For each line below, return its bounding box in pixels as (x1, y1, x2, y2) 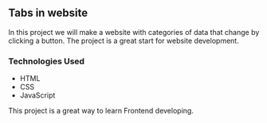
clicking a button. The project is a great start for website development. (8, 36, 239, 45)
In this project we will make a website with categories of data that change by (8, 27, 260, 37)
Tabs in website (8, 6, 88, 20)
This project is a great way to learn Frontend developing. (8, 106, 194, 116)
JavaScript (19, 90, 56, 100)
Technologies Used (8, 56, 85, 67)
